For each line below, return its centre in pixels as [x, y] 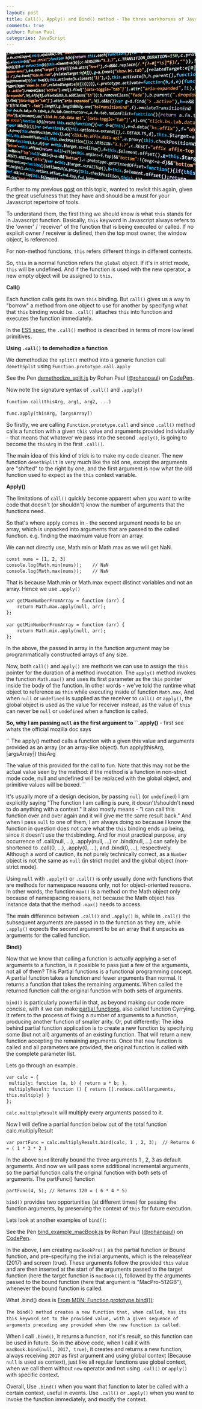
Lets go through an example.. [43, 1066]
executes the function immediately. [50, 318]
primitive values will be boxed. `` [46, 785]
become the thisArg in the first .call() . [55, 444]
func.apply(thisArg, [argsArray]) [50, 414]
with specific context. [33, 1375]
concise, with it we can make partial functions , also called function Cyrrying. [101, 1009]
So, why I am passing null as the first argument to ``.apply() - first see [95, 723]
